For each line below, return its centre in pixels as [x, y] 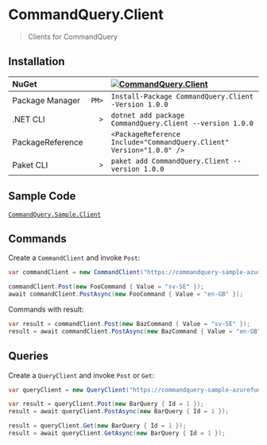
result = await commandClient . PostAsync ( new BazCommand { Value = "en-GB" [135, 331]
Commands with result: [46, 309]
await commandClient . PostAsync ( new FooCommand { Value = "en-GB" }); [126, 294]
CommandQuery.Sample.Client [55, 215]
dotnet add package [148, 115]
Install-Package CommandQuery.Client [182, 96]
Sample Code [42, 196]
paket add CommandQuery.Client [170, 161]
